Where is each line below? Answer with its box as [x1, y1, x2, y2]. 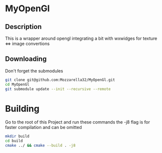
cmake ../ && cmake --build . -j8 [5, 143, 76, 148]
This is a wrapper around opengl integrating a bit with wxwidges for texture [5, 35, 158, 41]
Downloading [5, 55, 47, 63]
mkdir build [5, 134, 29, 139]
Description [5, 23, 42, 31]
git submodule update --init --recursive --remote [5, 86, 111, 91]
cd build [5, 138, 23, 144]
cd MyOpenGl [5, 82, 29, 87]
